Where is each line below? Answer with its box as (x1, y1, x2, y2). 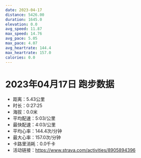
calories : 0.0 (5, 55, 36, 60)
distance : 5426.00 (5, 12, 44, 17)
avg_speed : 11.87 (5, 27, 42, 32)
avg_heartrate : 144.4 (5, 45, 52, 50)
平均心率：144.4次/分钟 (12, 128, 62, 134)
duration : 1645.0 (5, 17, 42, 22)
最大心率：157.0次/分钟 (12, 135, 61, 141)
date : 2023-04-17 (5, 7, 42, 13)
